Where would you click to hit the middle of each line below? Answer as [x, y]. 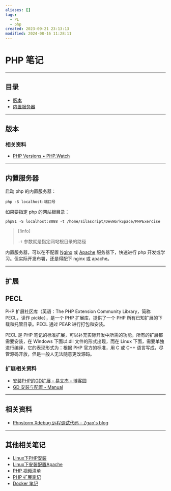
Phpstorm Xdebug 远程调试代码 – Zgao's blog [60, 422]
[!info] [24, 231]
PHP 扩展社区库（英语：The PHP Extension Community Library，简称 [78, 311]
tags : [11, 15]
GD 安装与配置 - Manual [38, 387]
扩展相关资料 [21, 368]
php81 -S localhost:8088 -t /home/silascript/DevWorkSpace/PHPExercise [83, 222]
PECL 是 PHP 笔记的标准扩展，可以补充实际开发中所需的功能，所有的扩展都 [84, 335]
